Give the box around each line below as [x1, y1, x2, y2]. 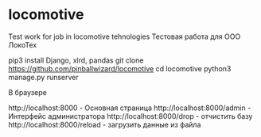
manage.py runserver [8, 72, 80, 82]
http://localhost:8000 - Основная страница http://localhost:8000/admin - [8, 103, 251, 112]
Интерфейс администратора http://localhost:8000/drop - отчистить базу [8, 111, 253, 120]
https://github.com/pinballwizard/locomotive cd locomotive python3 [8, 63, 232, 73]
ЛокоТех [8, 40, 37, 49]
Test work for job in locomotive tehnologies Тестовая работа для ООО [8, 32, 241, 41]
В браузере [8, 87, 48, 97]
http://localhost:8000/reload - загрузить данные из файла [8, 120, 201, 129]
